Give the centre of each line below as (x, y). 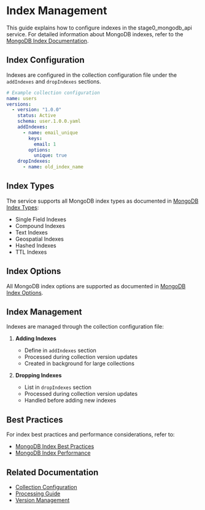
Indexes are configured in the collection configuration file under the (91, 75)
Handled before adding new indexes (70, 401)
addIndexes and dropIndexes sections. (54, 81)
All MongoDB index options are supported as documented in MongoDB (96, 286)
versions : (19, 104)
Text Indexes (31, 232)
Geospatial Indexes (40, 239)
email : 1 (45, 144)
